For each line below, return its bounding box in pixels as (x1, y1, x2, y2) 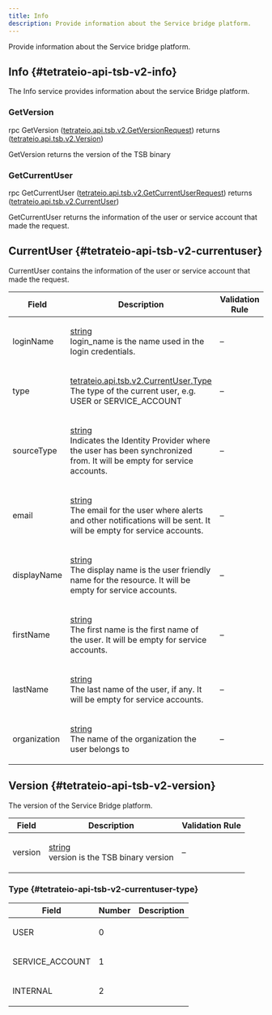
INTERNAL (12, 985, 53, 996)
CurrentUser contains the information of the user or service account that (8, 265, 251, 275)
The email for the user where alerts (70, 504, 204, 516)
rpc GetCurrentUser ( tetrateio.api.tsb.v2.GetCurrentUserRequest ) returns (8, 188, 253, 197)
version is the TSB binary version (48, 851, 174, 863)
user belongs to (70, 743, 130, 754)
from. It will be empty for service (70, 455, 194, 466)
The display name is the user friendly (70, 564, 211, 575)
